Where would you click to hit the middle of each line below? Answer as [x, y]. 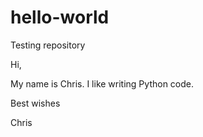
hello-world [60, 17]
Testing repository [48, 45]
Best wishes [35, 103]
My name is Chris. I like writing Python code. [102, 83]
